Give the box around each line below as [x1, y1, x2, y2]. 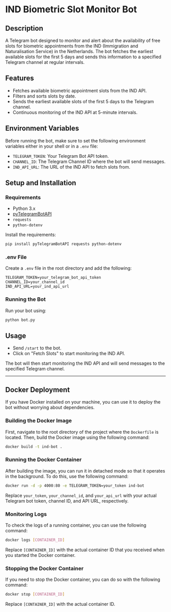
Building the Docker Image [5, 417, 72, 425]
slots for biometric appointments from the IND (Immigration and [5, 43, 138, 49]
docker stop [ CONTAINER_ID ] [5, 592, 65, 597]
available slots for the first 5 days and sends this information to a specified [5, 54, 162, 60]
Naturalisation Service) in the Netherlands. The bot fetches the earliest [5, 49, 154, 54]
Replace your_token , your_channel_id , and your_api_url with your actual [5, 492, 157, 499]
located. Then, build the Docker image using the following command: [5, 434, 150, 440]
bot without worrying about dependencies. [5, 405, 95, 411]
